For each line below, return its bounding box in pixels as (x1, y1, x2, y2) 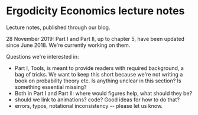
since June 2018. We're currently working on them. (6, 41, 131, 49)
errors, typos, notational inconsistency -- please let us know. (14, 102, 163, 109)
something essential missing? (14, 83, 87, 90)
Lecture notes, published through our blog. (6, 24, 111, 31)
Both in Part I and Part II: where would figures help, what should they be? (14, 90, 193, 97)
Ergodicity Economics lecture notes (6, 4, 185, 18)
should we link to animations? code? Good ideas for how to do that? (14, 96, 180, 103)
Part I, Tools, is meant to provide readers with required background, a (14, 64, 184, 72)
